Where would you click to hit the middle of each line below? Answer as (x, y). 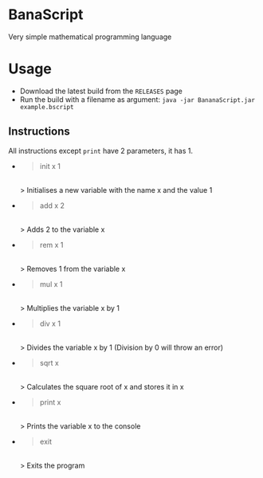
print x (50, 402)
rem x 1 (51, 245)
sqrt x (49, 362)
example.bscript (47, 107)
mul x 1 (51, 284)
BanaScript (46, 15)
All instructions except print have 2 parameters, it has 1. (101, 151)
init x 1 (50, 166)
